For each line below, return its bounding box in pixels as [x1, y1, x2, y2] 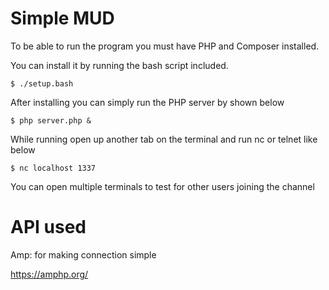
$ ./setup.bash [10, 78, 74, 89]
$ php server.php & [10, 115, 92, 126]
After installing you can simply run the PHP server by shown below [10, 96, 285, 108]
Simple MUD [10, 7, 115, 30]
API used [10, 216, 87, 239]
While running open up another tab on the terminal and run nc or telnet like [10, 133, 318, 145]
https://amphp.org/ [10, 268, 89, 280]
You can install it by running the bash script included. [10, 59, 229, 71]
